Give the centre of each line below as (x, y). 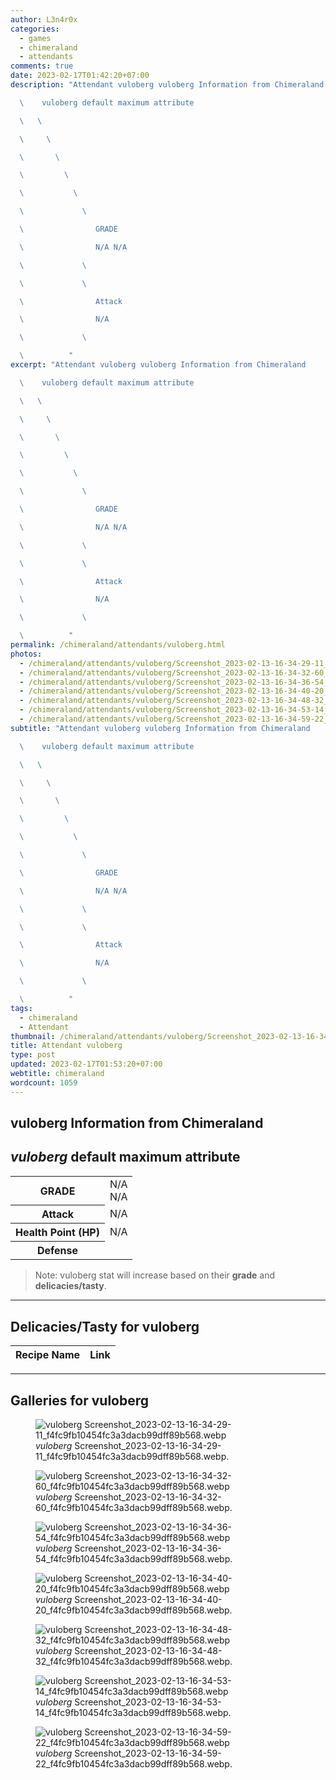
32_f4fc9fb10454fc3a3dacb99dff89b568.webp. (134, 1661)
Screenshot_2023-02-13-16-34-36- (148, 1548)
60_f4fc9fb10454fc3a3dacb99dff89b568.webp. (134, 1507)
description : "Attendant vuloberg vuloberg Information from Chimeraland (167, 85)
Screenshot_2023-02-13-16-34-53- (148, 1702)
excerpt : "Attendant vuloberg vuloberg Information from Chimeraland (158, 365)
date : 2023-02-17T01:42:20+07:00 (80, 76)
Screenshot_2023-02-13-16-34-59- (148, 1753)
